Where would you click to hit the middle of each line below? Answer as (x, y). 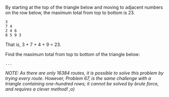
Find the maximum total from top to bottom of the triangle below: (73, 54)
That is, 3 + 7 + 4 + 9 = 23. (33, 44)
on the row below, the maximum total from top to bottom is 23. (70, 13)
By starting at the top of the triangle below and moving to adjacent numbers (84, 7)
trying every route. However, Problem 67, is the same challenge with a (78, 78)
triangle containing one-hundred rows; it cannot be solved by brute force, (82, 84)
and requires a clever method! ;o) (40, 89)
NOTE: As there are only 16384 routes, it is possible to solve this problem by (85, 73)
